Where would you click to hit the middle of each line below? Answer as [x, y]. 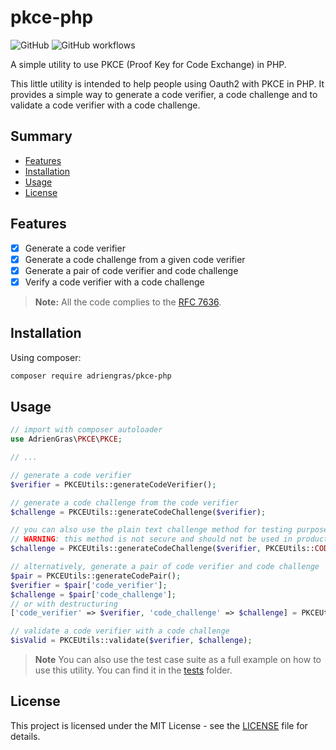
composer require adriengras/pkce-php [91, 376]
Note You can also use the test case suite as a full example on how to [178, 660]
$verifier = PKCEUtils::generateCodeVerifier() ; [113, 484]
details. [25, 736]
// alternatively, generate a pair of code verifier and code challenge [165, 567]
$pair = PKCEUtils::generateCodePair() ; [96, 576]
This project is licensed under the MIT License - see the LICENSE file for [159, 725]
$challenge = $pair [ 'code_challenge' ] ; [93, 594]
